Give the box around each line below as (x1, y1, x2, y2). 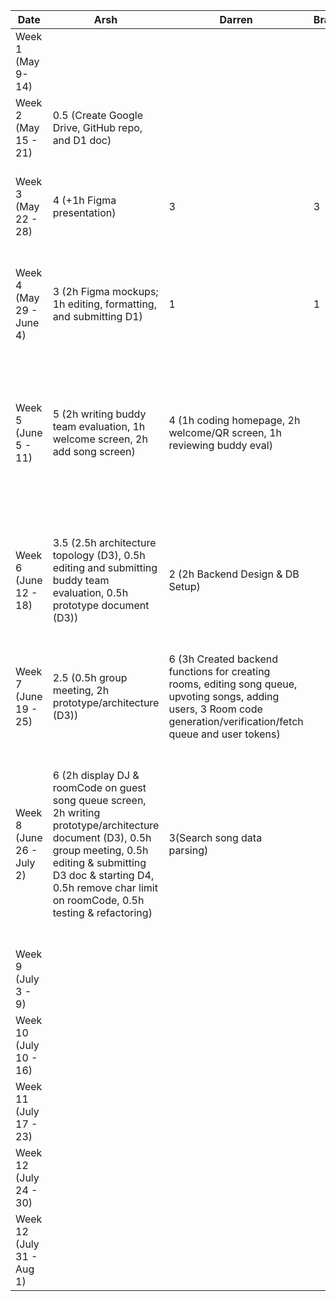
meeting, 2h (52, 684, 110, 697)
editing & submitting (52, 856, 147, 869)
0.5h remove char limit (52, 881, 158, 894)
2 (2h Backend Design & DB (168, 567, 300, 581)
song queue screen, (52, 794, 147, 807)
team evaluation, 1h (52, 420, 146, 433)
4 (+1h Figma (52, 194, 117, 207)
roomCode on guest (52, 781, 147, 794)
